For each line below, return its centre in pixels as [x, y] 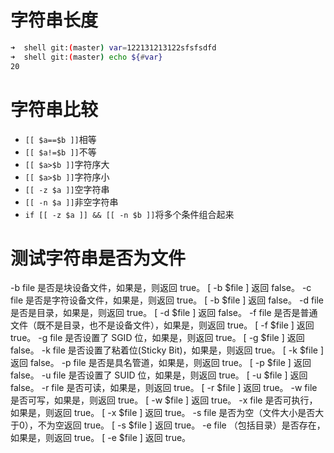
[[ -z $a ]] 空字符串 [67, 189]
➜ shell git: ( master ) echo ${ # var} [86, 57]
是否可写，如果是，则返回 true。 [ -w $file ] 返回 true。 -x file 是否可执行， [164, 400]
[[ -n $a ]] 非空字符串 [71, 202]
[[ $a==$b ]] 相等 [60, 139]
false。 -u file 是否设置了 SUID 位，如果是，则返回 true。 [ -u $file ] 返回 [159, 375]
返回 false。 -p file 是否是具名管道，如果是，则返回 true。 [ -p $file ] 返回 [161, 363]
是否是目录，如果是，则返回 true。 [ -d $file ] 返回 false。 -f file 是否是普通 [164, 313]
